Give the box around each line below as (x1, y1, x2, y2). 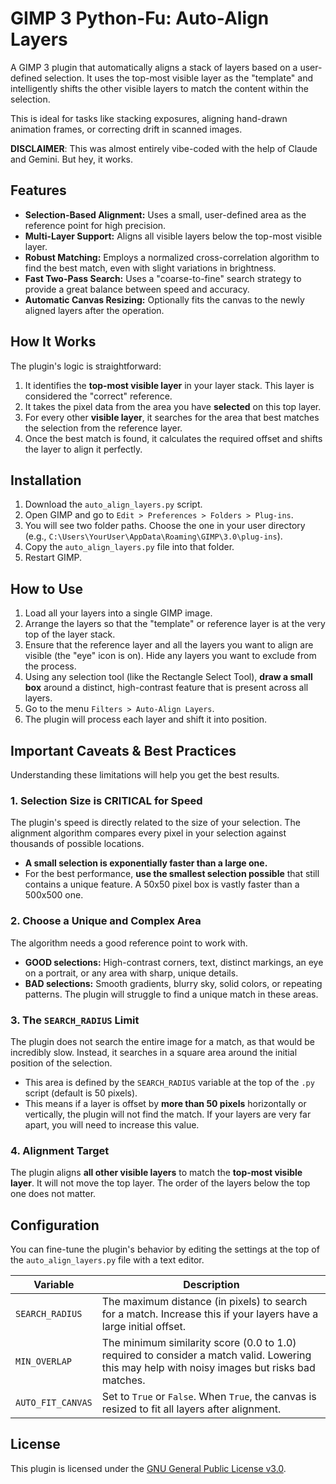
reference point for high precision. (24, 219, 167, 231)
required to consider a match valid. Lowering (101, 1348, 312, 1362)
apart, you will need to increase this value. (24, 1118, 200, 1131)
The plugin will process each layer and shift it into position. (24, 713, 268, 726)
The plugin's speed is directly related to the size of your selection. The (10, 817, 301, 829)
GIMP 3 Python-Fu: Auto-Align (10, 7, 270, 30)
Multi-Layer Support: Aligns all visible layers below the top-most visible (24, 230, 323, 242)
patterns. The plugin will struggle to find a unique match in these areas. (24, 988, 319, 1000)
